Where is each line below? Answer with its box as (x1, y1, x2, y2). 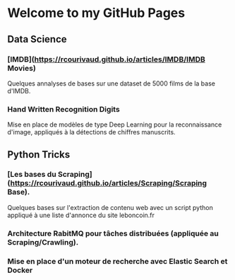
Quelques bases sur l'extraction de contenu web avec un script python (7, 203, 213, 211)
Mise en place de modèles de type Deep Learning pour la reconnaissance (7, 120, 222, 129)
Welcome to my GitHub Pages (7, 5, 186, 21)
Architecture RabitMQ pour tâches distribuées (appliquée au (7, 228, 219, 238)
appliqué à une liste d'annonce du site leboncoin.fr (7, 211, 155, 219)
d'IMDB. (7, 86, 31, 95)
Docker (7, 265, 33, 275)
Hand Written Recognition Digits (7, 104, 120, 114)
